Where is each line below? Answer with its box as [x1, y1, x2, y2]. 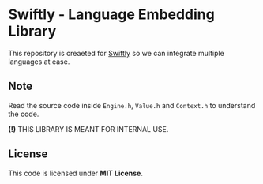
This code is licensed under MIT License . [8, 168, 144, 178]
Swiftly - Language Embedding [8, 6, 215, 24]
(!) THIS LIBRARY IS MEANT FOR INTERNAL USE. [8, 124, 169, 133]
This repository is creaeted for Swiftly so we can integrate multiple [8, 48, 225, 58]
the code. [8, 109, 39, 118]
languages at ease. [8, 57, 70, 66]
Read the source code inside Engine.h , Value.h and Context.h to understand [8, 100, 256, 110]
